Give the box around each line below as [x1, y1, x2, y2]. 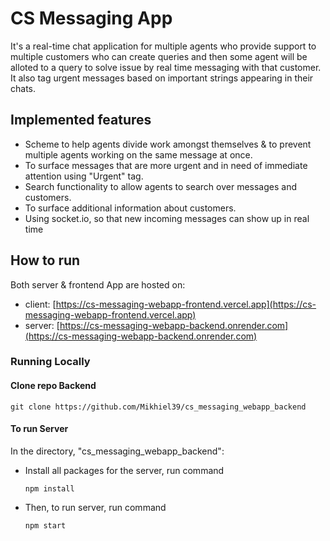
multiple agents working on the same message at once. [24, 148, 253, 161]
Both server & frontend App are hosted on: [10, 278, 186, 291]
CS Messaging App [10, 7, 173, 30]
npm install [24, 483, 75, 494]
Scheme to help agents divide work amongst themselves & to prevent [24, 138, 312, 150]
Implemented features [10, 112, 152, 129]
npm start [24, 520, 67, 531]
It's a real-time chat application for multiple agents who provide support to [10, 40, 317, 52]
